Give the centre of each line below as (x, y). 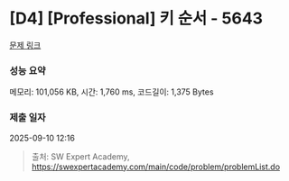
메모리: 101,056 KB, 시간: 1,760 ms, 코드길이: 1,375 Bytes (112, 92)
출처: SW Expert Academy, (80, 156)
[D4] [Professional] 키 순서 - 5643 (136, 18)
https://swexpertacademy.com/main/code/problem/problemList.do (156, 167)
